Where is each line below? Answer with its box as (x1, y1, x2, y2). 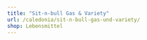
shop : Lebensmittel (7, 22, 63, 29)
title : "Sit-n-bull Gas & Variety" (7, 9, 110, 17)
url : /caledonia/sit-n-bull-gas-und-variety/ (7, 16, 140, 23)
